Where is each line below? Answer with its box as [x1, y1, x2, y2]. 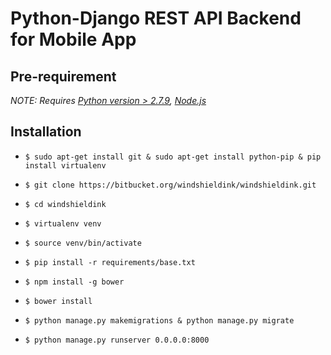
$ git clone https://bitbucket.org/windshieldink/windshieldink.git [24, 180, 317, 190]
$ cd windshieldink [24, 199, 107, 209]
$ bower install [24, 296, 93, 306]
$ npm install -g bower [24, 277, 125, 287]
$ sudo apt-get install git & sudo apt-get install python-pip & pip [24, 152, 322, 162]
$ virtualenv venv [24, 218, 102, 229]
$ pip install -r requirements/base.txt [24, 257, 196, 267]
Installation [10, 123, 82, 141]
